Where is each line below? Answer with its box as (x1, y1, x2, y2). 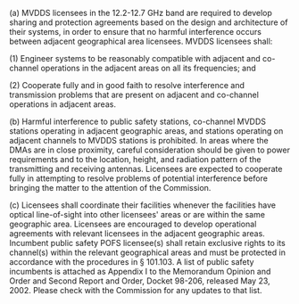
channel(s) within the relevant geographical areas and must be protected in (9, 247, 286, 258)
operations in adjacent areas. (9, 99, 116, 110)
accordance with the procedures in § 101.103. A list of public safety (9, 257, 254, 267)
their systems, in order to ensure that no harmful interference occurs (9, 27, 262, 37)
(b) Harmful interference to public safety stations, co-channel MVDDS (9, 116, 266, 127)
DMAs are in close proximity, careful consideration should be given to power (9, 144, 290, 155)
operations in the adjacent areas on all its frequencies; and (40, 62, 256, 73)
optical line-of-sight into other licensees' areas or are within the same (9, 210, 266, 219)
